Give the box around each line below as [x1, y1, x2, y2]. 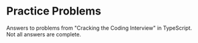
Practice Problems [6, 4, 102, 18]
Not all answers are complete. [6, 30, 81, 38]
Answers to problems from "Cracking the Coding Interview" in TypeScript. [6, 24, 193, 31]
